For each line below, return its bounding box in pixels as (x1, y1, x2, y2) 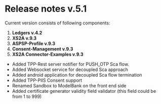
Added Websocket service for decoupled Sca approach (12, 66, 129, 73)
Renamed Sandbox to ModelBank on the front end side (12, 82, 127, 89)
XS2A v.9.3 (12, 35, 37, 41)
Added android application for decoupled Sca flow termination (12, 72, 142, 78)
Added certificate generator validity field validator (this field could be (12, 88, 156, 94)
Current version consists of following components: (5, 20, 110, 26)
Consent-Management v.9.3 (12, 46, 73, 52)
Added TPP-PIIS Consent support (12, 77, 82, 83)
